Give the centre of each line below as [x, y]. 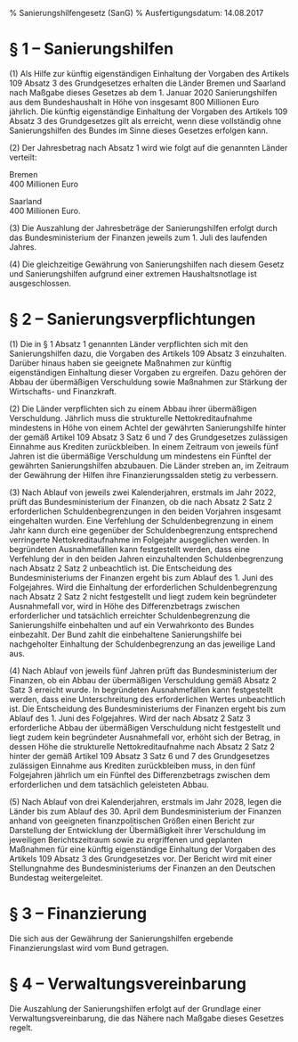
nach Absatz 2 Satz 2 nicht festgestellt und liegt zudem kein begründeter [143, 596]
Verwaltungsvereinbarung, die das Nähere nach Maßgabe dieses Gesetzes [147, 1018]
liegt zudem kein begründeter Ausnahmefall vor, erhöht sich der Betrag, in [145, 737]
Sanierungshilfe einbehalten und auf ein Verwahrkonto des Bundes [132, 624]
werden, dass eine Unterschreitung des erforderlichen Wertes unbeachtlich [148, 699]
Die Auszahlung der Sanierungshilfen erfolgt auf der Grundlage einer [135, 1008]
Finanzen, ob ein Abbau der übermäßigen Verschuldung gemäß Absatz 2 [143, 680]
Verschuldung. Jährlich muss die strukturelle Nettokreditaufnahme [131, 418]
